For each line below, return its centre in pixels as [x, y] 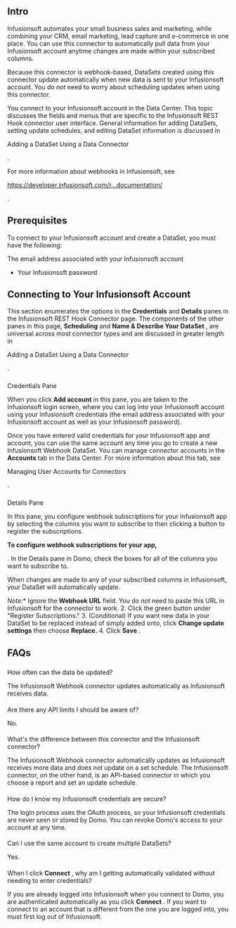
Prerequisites [37, 221]
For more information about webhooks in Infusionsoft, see [91, 171]
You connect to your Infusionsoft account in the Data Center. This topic [110, 108]
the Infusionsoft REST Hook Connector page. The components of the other [116, 318]
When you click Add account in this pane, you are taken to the [98, 399]
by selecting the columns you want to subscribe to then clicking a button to [116, 524]
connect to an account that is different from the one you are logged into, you [118, 909]
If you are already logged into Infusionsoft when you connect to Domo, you [116, 894]
